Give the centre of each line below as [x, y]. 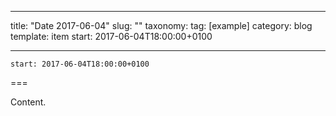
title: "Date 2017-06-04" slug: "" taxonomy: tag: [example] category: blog [161, 25]
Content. [28, 102]
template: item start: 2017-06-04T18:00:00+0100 [111, 36]
